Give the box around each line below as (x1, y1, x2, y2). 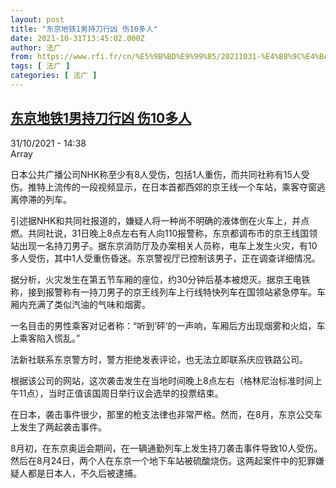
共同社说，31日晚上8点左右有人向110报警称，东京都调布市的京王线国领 (27, 227, 318, 239)
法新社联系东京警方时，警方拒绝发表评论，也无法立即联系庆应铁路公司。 (10, 353, 308, 365)
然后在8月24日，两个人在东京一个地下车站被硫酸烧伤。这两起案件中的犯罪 (10, 454, 317, 466)
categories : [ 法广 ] (10, 71, 98, 81)
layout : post (10, 14, 65, 25)
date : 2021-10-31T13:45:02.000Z (10, 33, 145, 43)
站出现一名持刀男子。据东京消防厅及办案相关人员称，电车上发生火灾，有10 (10, 239, 318, 251)
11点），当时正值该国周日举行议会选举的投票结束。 (18, 387, 224, 399)
